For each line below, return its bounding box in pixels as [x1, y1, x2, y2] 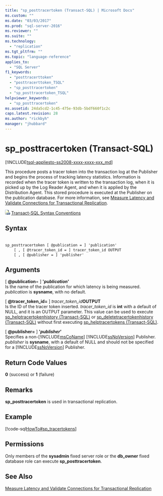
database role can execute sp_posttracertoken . [5, 458, 102, 464]
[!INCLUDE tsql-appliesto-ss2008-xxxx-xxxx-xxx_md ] [5, 159, 113, 165]
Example [5, 413, 32, 421]
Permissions [5, 440, 44, 449]
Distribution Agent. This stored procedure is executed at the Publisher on [5, 189, 153, 195]
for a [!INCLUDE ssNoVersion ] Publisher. [5, 344, 86, 350]
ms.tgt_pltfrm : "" [5, 49, 43, 54]
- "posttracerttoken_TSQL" [9, 80, 65, 85]
